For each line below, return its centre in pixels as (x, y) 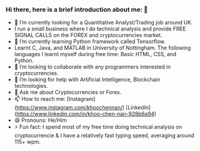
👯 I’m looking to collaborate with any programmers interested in (93, 67)
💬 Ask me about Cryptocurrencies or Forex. (68, 93)
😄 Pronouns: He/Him (40, 120)
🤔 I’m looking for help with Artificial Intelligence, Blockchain (87, 79)
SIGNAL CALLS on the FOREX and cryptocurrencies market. (88, 35)
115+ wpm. (28, 142)
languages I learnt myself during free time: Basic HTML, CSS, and (95, 54)
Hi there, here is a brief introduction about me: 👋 (77, 10)
